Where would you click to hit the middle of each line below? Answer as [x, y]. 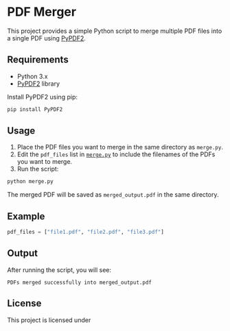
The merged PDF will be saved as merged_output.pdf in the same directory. [113, 195]
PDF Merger [42, 12]
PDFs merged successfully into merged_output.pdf [80, 282]
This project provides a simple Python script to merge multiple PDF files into [115, 31]
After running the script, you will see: [59, 270]
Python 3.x [32, 76]
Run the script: [38, 169]
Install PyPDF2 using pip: [42, 97]
